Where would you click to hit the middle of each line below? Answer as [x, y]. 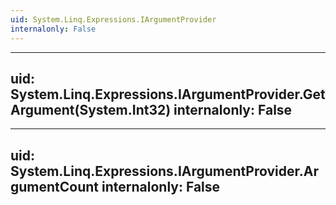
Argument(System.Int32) [91, 109]
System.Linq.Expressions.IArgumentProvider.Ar [164, 171]
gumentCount [55, 186]
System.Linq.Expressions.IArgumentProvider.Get [168, 94]
